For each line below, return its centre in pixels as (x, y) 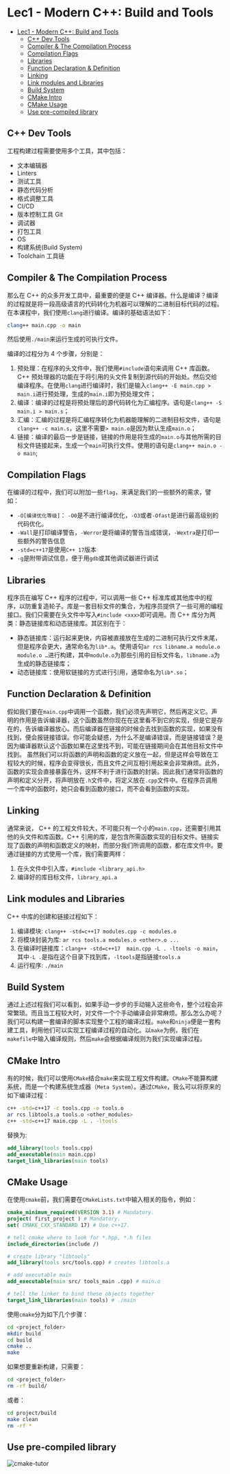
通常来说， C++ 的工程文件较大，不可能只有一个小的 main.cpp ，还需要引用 (111, 828)
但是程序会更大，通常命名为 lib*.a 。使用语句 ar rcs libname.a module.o (118, 647)
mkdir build (24, 1333)
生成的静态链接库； (44, 664)
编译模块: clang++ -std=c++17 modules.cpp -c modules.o (97, 931)
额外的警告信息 (44, 541)
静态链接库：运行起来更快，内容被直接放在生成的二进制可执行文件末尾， (119, 638)
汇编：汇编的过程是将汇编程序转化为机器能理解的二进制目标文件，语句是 (119, 420)
